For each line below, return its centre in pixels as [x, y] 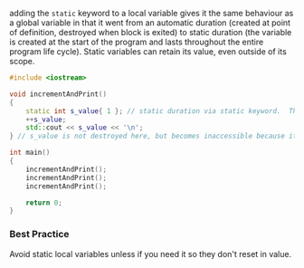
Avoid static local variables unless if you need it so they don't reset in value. [151, 254]
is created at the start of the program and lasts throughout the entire [137, 42]
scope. [22, 61]
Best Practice [39, 234]
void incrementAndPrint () [58, 94]
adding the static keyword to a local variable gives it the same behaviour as [152, 13]
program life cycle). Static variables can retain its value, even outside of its [148, 52]
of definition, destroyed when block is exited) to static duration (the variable [151, 32]
